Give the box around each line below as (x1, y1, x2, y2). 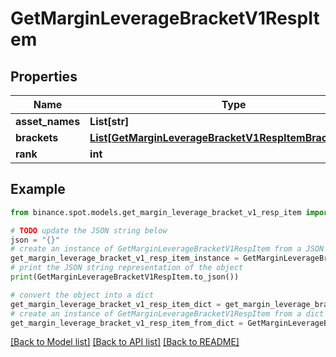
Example (10, 181, 66, 198)
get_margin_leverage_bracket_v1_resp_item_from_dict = (10, 318, 244, 328)
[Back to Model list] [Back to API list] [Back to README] (10, 336, 240, 348)
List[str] (89, 115, 130, 128)
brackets (15, 131, 59, 144)
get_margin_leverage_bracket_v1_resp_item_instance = (10, 253, 240, 264)
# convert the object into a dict (10, 290, 155, 300)
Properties (10, 68, 78, 85)
